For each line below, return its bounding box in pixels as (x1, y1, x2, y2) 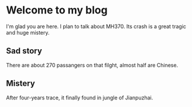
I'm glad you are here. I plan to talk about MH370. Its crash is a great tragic (6, 23, 186, 30)
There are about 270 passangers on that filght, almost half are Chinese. (6, 61, 179, 68)
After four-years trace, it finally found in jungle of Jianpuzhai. (6, 94, 153, 101)
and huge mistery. (6, 29, 50, 36)
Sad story (6, 46, 42, 56)
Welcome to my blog (6, 4, 108, 17)
